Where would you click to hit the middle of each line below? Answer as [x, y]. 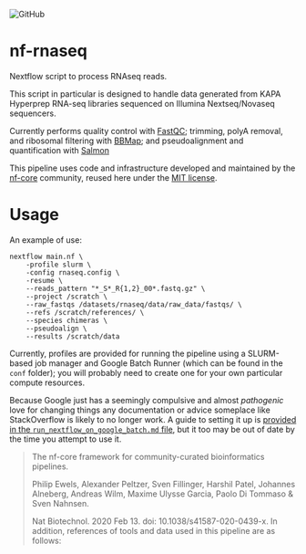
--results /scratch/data [73, 336]
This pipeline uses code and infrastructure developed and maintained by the [153, 168]
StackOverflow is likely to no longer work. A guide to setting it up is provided [153, 419]
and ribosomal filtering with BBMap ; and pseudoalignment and [127, 141]
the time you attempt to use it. [66, 439]
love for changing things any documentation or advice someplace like [140, 410]
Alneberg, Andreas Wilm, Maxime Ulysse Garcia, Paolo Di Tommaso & [163, 494]
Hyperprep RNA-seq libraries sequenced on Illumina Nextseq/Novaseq [142, 103]
